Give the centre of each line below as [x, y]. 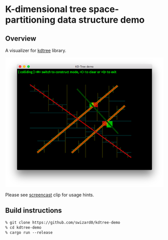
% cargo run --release [29, 233]
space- [104, 9]
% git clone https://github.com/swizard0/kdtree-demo [63, 223]
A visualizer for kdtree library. [36, 50]
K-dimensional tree [46, 9]
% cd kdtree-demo [23, 228]
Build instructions [33, 210]
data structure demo [101, 20]
